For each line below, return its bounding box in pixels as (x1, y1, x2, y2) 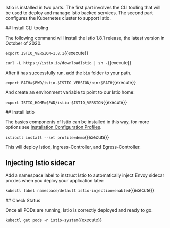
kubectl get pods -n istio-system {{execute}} (5, 217, 103, 223)
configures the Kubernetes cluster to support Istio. (5, 15, 111, 21)
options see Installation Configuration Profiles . (5, 124, 102, 130)
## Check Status (5, 197, 41, 203)
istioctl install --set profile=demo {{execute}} (5, 134, 109, 140)
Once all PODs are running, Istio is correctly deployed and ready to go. (5, 207, 153, 213)
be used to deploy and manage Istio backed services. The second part (5, 10, 153, 16)
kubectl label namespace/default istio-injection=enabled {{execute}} (5, 187, 155, 193)
